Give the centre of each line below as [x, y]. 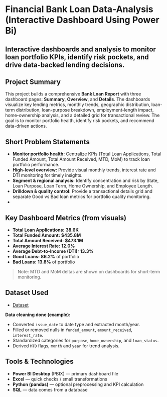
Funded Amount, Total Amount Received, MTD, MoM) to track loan [81, 159]
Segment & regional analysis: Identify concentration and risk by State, [86, 181]
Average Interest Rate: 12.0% [44, 246]
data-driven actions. [26, 126]
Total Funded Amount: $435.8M [47, 235]
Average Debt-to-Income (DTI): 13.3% [53, 251]
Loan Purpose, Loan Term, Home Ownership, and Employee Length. [83, 186]
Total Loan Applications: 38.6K [46, 230]
